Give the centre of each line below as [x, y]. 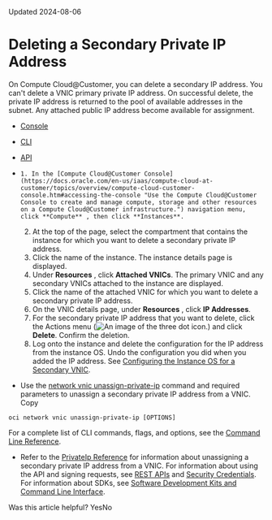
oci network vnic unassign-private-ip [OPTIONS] [92, 418]
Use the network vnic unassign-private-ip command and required [130, 385]
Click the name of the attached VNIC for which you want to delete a [145, 292]
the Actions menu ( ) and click [137, 326]
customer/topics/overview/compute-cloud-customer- [108, 188]
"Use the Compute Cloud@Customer [201, 195]
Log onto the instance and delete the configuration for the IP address [148, 344]
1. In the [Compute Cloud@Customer [80, 174]
